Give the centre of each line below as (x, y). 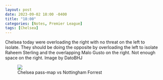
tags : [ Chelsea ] (22, 28)
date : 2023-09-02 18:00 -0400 (36, 14)
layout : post (18, 10)
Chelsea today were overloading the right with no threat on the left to (75, 42)
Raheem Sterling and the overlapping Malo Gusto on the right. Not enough (81, 53)
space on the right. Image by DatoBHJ (44, 58)
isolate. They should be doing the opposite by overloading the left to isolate (81, 47)
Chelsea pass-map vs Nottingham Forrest (60, 73)
